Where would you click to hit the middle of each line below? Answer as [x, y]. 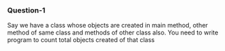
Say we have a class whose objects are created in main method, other [108, 25]
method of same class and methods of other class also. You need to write [113, 32]
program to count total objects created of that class [81, 40]
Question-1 [26, 10]
